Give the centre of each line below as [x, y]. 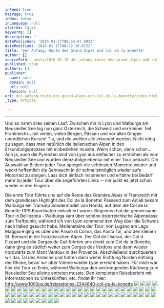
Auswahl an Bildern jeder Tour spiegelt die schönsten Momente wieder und [81, 165]
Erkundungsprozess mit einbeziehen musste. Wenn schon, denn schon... [78, 149]
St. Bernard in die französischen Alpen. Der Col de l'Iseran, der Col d [74, 237]
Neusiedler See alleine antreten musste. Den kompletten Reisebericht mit [79, 273]
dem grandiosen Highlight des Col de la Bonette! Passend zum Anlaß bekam [82, 200]
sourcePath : [17, 60]
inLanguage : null [23, 23]
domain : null [23, 82]
